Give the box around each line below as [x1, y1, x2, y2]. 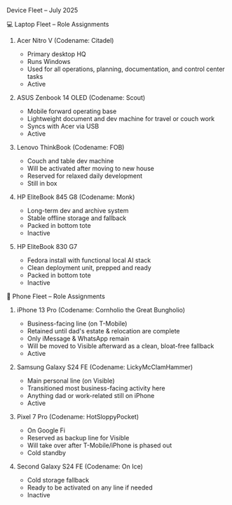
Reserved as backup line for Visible [27, 434, 130, 442]
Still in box [27, 179, 57, 187]
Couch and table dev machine [27, 157, 114, 165]
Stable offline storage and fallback [27, 214, 127, 222]
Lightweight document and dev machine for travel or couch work [27, 115, 215, 122]
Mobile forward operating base [27, 107, 117, 115]
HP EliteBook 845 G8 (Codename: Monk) [16, 193, 135, 201]
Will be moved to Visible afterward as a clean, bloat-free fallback [27, 342, 214, 350]
